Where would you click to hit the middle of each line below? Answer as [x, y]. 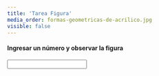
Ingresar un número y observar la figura [65, 48]
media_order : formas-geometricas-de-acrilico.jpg [80, 20]
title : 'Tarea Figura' [40, 13]
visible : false [29, 26]
